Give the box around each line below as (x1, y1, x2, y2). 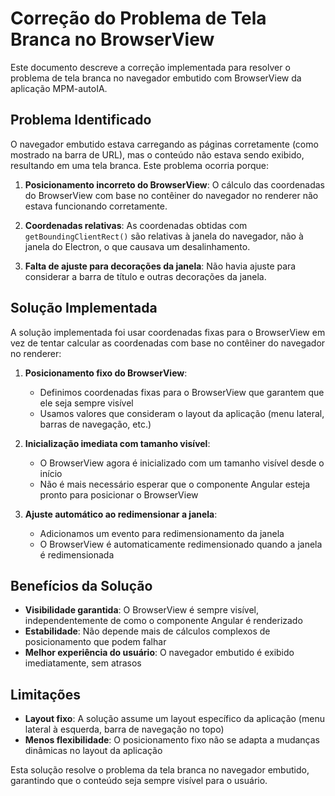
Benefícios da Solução (10, 577, 153, 594)
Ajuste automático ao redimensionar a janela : (24, 508, 218, 520)
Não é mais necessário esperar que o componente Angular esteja (39, 478, 311, 490)
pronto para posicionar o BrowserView (39, 488, 199, 501)
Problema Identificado (10, 112, 152, 129)
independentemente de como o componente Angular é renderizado (24, 615, 303, 627)
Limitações (10, 686, 81, 703)
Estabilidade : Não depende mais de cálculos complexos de (24, 625, 271, 637)
